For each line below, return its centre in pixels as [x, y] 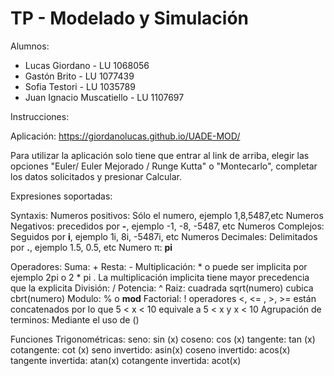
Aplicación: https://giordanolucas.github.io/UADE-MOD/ [125, 136]
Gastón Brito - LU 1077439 [79, 76]
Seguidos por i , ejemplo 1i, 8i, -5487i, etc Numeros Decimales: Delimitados [164, 236]
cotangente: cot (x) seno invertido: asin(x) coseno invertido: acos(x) [150, 349]
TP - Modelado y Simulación [129, 18]
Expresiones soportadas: [61, 196]
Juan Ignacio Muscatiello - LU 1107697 [104, 97]
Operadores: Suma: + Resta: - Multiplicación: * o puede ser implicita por [159, 266]
